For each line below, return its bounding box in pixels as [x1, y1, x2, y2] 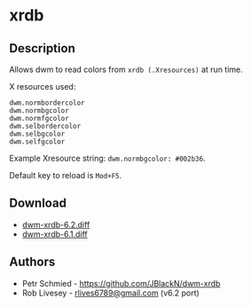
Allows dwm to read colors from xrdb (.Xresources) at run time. [9, 64, 244, 75]
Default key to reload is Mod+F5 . [9, 170, 122, 180]
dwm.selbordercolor [9, 122, 82, 130]
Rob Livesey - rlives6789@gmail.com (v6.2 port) [21, 287, 200, 298]
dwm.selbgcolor [9, 130, 66, 138]
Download [9, 196, 67, 211]
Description [9, 41, 75, 56]
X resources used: [9, 82, 76, 91]
